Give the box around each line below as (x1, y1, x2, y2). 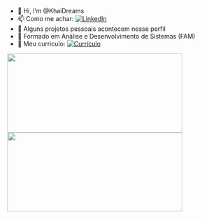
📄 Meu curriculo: (17, 39, 66, 48)
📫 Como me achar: (17, 15, 74, 22)
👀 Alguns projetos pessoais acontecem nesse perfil (17, 25, 166, 33)
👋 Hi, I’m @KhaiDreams (17, 7, 85, 15)
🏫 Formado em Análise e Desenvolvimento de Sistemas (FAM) (17, 32, 196, 40)
